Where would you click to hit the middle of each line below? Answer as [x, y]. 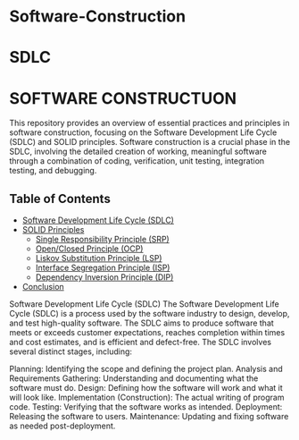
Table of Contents [60, 199]
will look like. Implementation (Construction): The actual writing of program [147, 398]
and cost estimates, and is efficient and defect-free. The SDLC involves [141, 343]
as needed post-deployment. [62, 426]
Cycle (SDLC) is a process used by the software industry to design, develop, [149, 314]
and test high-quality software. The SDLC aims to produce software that [141, 323]
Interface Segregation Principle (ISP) [103, 268]
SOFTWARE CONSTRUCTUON [123, 98]
